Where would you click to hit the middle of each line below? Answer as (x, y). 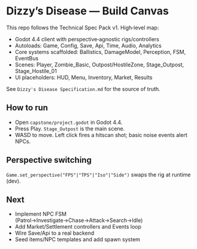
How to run (27, 108)
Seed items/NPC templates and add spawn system (78, 239)
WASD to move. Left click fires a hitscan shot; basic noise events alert (101, 135)
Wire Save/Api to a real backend (54, 233)
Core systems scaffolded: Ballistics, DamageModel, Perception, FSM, (100, 51)
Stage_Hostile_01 (36, 71)
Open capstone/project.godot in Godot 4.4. (69, 122)
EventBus (27, 58)
